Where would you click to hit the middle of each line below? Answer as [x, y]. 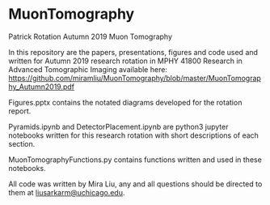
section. [22, 143]
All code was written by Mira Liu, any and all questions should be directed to [135, 184]
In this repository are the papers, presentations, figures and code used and [133, 52]
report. [20, 111]
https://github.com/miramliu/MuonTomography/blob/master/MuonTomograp [135, 78]
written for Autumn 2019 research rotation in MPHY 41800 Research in [125, 61]
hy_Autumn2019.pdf [42, 87]
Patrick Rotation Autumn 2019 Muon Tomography [90, 36]
